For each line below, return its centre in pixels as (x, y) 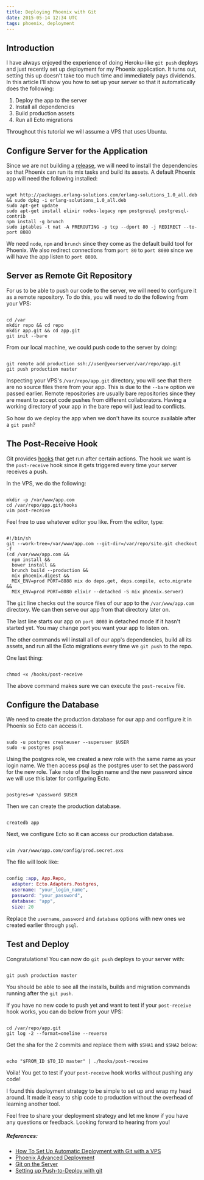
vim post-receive (28, 510)
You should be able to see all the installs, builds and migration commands (98, 987)
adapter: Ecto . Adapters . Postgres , (55, 884)
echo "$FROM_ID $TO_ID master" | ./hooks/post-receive (77, 1061)
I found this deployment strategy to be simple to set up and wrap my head (99, 1091)
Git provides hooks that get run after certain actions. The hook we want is (99, 459)
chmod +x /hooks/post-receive (45, 674)
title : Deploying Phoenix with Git (51, 12)
